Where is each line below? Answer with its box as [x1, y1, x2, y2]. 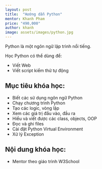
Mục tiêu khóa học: [5, 82, 65, 90]
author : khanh [5, 25, 34, 30]
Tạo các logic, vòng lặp [12, 105, 60, 111]
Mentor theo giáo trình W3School [12, 158, 80, 164]
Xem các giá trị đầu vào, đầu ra [12, 110, 76, 116]
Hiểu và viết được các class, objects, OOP [12, 116, 97, 121]
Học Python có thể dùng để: [5, 53, 62, 59]
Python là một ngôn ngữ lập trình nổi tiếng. [5, 44, 92, 49]
